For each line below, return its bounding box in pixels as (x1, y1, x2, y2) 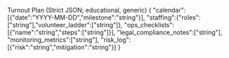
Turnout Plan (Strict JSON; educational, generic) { (7, 6, 152, 14)
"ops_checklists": (124, 21, 175, 29)
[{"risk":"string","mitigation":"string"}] (7, 43, 117, 51)
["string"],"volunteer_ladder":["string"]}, (7, 21, 123, 29)
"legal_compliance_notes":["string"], (117, 28, 223, 36)
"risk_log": (100, 36, 131, 44)
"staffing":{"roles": (146, 13, 201, 22)
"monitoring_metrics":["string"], (7, 36, 100, 44)
